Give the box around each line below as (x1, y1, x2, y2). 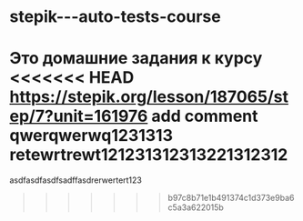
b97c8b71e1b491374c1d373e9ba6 (167, 193, 295, 204)
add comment (151, 106, 258, 126)
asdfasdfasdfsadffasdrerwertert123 (9, 175, 143, 186)
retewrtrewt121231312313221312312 (9, 145, 288, 166)
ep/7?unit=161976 (9, 106, 148, 126)
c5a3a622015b (167, 202, 225, 213)
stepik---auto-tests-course (9, 6, 221, 27)
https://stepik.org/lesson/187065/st (9, 86, 289, 107)
